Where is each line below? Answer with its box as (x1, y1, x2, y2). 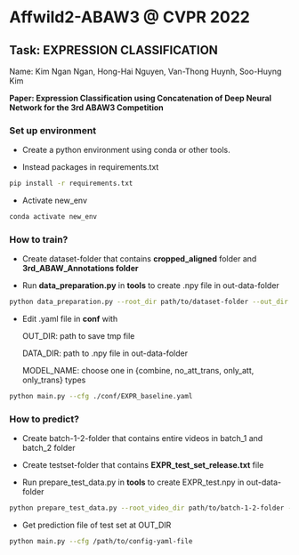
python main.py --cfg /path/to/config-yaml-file (9, 537, 193, 546)
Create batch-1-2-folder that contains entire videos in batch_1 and (21, 433, 263, 444)
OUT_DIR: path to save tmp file (21, 331, 135, 342)
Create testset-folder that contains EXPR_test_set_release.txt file (21, 460, 264, 471)
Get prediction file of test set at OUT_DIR (21, 519, 172, 531)
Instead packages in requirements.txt (21, 162, 159, 173)
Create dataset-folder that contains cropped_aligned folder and (21, 253, 257, 264)
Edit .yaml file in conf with (21, 314, 118, 325)
